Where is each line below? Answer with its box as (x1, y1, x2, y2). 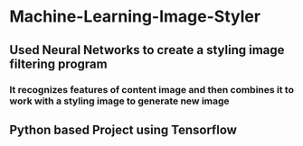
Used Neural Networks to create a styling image (9, 42, 285, 58)
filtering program (9, 56, 108, 71)
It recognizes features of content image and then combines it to (9, 83, 294, 96)
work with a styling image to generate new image (9, 95, 230, 107)
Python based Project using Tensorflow (9, 122, 238, 137)
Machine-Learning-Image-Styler (9, 6, 260, 27)
